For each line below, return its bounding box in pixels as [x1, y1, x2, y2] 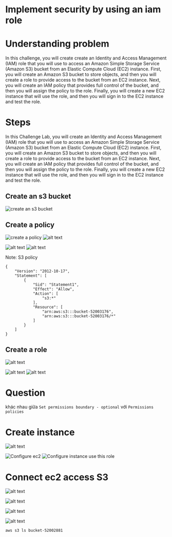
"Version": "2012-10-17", [14, 268, 70, 274]
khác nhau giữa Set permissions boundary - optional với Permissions [5, 404, 154, 410]
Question [5, 387, 45, 398]
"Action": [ [32, 291, 59, 296]
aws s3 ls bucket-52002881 [5, 528, 63, 533]
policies [5, 409, 24, 414]
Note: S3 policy [5, 254, 38, 260]
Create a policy [5, 221, 55, 229]
